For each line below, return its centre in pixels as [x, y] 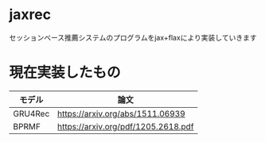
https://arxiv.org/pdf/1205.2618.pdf [126, 126]
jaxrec [30, 15]
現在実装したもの [65, 73]
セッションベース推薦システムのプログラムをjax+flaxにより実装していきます [133, 37]
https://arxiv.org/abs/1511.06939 [121, 113]
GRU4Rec [31, 113]
